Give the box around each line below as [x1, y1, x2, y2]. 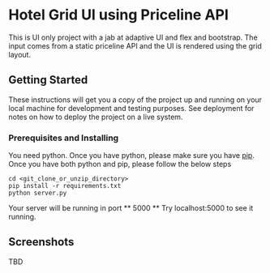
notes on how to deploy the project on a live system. [8, 112, 183, 122]
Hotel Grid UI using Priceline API [8, 6, 229, 24]
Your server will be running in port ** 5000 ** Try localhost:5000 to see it [8, 203, 254, 213]
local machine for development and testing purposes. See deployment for [8, 103, 255, 113]
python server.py [8, 189, 67, 198]
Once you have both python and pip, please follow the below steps [8, 160, 232, 169]
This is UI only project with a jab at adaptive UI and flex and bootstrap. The [8, 32, 258, 42]
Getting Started [8, 73, 88, 87]
